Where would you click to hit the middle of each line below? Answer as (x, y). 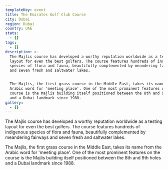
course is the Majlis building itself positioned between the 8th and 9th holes (83, 158)
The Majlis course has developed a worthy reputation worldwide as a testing (84, 121)
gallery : (14, 103)
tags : (11, 43)
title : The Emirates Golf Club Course (45, 15)
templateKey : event (25, 10)
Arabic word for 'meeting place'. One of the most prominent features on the (83, 152)
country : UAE (19, 29)
